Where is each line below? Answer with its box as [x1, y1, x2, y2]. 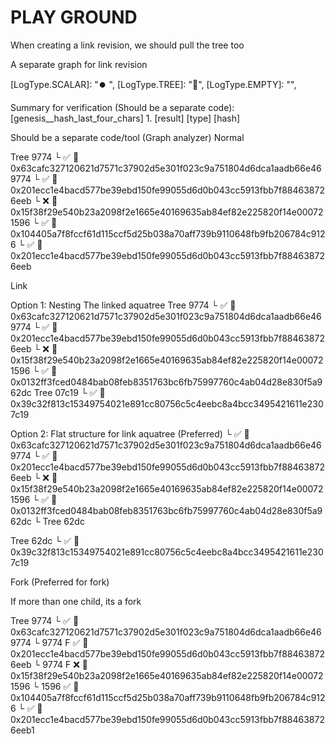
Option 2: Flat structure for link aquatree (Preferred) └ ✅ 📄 [10, 427, 250, 440]
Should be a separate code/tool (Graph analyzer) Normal [10, 131, 245, 143]
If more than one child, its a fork [10, 595, 142, 607]
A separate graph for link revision [10, 58, 148, 70]
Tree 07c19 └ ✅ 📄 [33, 386, 106, 398]
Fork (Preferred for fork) [10, 576, 110, 588]
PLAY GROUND [10, 6, 138, 29]
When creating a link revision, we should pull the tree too [10, 39, 245, 51]
